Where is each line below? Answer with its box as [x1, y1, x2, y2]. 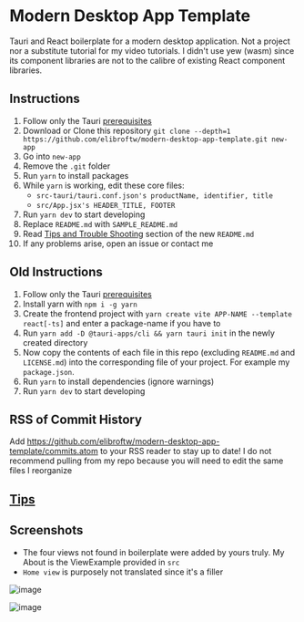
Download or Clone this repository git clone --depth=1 [22, 125, 231, 136]
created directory [22, 337, 88, 347]
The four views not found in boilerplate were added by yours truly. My [22, 546, 285, 557]
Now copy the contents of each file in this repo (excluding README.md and [22, 347, 296, 358]
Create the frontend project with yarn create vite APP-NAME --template [22, 307, 293, 319]
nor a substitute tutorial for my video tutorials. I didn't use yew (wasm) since [9, 45, 295, 56]
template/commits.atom [9, 446, 98, 457]
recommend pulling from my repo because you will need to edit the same [9, 455, 284, 466]
